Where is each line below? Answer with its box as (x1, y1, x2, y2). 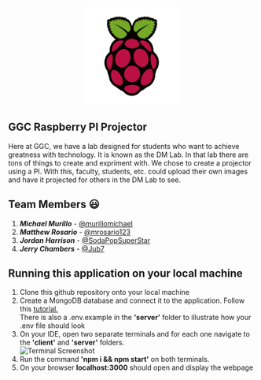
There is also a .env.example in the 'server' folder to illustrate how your (19, 313, 252, 322)
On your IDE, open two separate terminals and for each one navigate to (19, 330, 250, 339)
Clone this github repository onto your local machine (19, 288, 190, 297)
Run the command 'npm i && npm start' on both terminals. (19, 355, 210, 364)
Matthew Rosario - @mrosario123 (19, 227, 131, 237)
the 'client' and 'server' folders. (19, 337, 125, 348)
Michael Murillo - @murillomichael (19, 218, 134, 228)
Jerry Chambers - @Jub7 (19, 244, 105, 253)
